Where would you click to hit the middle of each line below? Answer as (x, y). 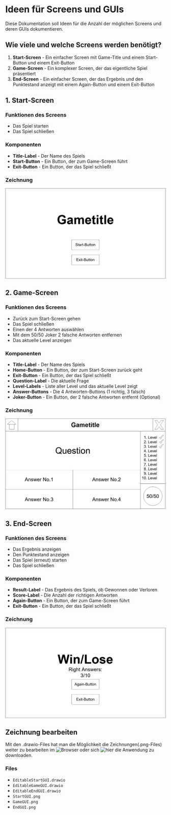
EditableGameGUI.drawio (38, 785)
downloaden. (19, 755)
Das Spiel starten (31, 126)
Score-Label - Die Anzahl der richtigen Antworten (65, 595)
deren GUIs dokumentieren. (34, 29)
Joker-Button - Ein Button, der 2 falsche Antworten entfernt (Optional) (87, 397)
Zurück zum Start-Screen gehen (46, 318)
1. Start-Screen (30, 101)
